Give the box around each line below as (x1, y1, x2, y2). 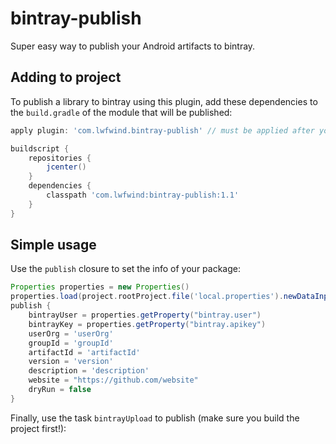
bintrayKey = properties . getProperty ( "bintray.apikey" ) (28, 319, 267, 329)
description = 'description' (28, 366, 150, 376)
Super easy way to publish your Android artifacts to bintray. (10, 40, 256, 52)
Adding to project (10, 69, 122, 86)
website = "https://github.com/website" (28, 375, 199, 386)
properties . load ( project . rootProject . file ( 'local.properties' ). (10, 292, 284, 302)
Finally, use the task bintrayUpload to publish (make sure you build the (10, 412, 300, 424)
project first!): (10, 422, 67, 434)
